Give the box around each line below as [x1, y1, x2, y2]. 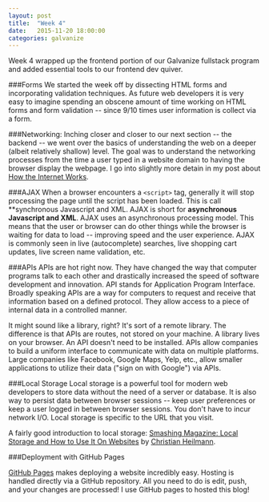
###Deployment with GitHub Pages [8, 452, 126, 462]
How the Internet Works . [8, 172, 90, 182]
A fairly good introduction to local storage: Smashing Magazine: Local [8, 428, 239, 438]
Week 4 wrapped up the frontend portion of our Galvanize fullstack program [8, 56, 260, 66]
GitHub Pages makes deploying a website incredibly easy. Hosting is [8, 468, 235, 477]
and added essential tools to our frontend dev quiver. [8, 65, 183, 74]
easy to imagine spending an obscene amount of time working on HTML [8, 97, 247, 106]
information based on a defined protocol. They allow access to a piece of [8, 297, 250, 307]
